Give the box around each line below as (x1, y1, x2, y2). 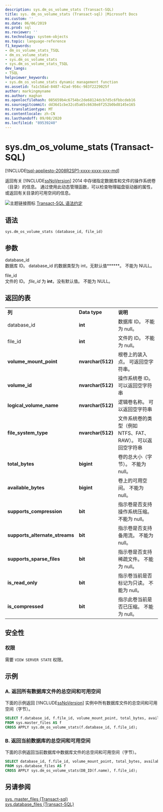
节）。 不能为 (118, 461, 147, 467)
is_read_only (7, 579, 38, 586)
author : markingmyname (5, 89, 51, 94)
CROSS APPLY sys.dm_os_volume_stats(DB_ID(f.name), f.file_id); (5, 768, 138, 773)
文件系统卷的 (118, 415, 147, 422)
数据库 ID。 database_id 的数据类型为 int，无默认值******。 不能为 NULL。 (5, 263, 155, 269)
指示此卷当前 (118, 596, 147, 602)
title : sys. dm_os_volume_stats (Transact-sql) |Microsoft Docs (5, 12, 138, 17)
